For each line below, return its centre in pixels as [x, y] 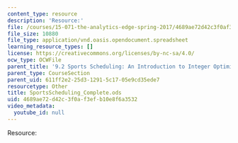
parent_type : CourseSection [49, 73]
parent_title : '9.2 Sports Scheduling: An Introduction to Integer [109, 67]
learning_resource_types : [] [50, 47]
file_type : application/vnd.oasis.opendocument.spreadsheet [98, 40]
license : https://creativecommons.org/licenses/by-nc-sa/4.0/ [101, 54]
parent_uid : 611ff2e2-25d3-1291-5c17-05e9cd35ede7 [84, 80]
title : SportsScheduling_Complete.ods [64, 93]
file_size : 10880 [33, 34]
